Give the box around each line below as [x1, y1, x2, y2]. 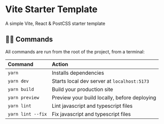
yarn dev [8, 78, 29, 84]
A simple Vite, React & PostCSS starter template [5, 20, 106, 26]
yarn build [8, 86, 34, 92]
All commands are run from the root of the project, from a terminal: [5, 48, 145, 54]
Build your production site [51, 85, 113, 92]
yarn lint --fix [8, 111, 47, 117]
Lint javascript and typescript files [51, 102, 133, 109]
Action [51, 60, 69, 68]
